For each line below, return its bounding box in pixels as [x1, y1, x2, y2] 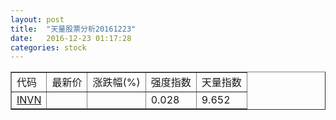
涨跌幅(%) [92, 76, 141, 90]
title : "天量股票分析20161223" [10, 24, 137, 34]
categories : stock [10, 42, 87, 53]
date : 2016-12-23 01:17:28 [10, 33, 132, 43]
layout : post [10, 14, 65, 25]
